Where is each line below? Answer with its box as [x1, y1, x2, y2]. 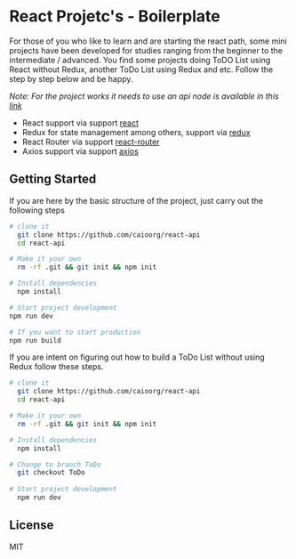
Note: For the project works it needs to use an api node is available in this [9, 91, 279, 101]
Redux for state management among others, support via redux [21, 126, 251, 137]
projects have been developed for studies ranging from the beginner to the [9, 45, 283, 55]
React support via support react [21, 117, 140, 128]
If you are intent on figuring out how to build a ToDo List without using [9, 352, 265, 362]
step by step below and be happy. [9, 73, 133, 84]
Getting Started [9, 172, 97, 187]
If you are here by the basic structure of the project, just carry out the [9, 195, 264, 206]
